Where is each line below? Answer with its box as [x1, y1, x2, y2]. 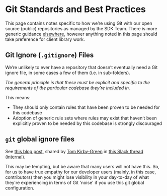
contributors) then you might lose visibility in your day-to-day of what [5, 174, 149, 180]
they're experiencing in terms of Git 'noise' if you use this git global [5, 179, 144, 185]
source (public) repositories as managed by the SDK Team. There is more [5, 25, 157, 31]
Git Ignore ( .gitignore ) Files [5, 51, 94, 59]
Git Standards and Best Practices [5, 4, 146, 15]
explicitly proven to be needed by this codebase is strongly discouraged [12, 120, 162, 126]
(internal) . [5, 154, 26, 160]
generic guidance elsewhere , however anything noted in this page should [5, 31, 157, 37]
